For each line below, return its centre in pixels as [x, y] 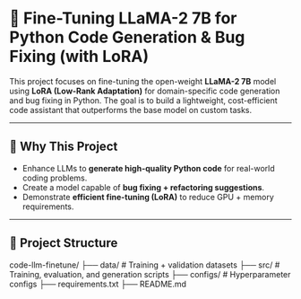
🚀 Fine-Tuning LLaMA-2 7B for [123, 18]
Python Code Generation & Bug [127, 37]
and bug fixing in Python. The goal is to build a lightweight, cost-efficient [143, 100]
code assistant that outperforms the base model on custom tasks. [131, 110]
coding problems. [55, 178]
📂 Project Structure [64, 243]
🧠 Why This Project [64, 147]
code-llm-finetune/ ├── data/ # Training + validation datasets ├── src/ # [145, 265]
